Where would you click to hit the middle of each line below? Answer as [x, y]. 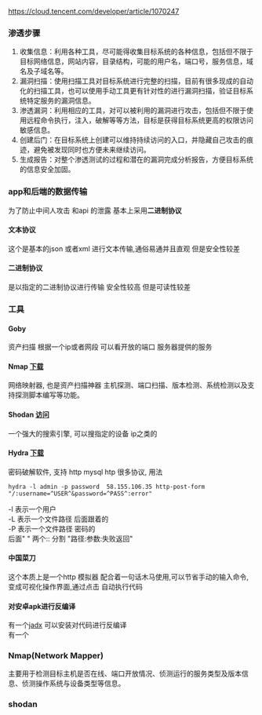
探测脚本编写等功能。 [49, 395]
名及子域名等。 [44, 71]
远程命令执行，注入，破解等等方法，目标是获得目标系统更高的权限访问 [140, 120]
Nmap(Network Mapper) [56, 656]
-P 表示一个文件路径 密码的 [52, 528]
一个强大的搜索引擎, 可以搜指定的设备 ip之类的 [83, 433]
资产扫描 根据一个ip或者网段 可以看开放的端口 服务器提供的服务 [110, 347]
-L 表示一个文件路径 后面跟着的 [58, 519]
